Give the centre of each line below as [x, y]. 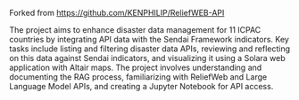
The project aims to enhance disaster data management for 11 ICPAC [135, 30]
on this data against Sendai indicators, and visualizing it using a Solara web [147, 58]
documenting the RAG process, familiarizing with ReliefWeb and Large [138, 77]
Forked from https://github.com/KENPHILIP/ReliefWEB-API [117, 13]
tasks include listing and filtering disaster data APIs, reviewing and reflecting [150, 49]
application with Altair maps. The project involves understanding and [136, 67]
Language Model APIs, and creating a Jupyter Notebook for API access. [141, 86]
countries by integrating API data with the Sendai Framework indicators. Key [149, 39]
